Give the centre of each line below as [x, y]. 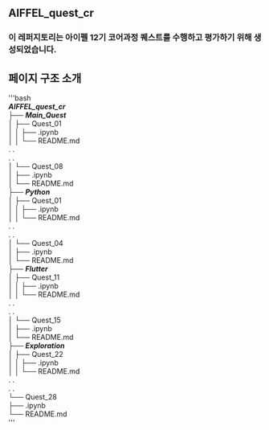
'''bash [20, 98]
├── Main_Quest [37, 115]
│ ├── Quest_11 [34, 277]
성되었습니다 [31, 50]
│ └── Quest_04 [36, 244]
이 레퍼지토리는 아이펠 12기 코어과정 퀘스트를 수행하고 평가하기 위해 [130, 38]
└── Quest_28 [33, 397]
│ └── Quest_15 [35, 320]
